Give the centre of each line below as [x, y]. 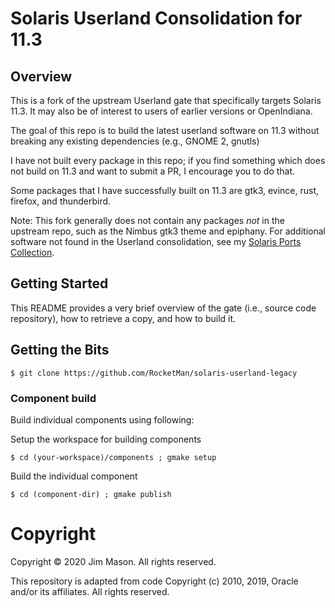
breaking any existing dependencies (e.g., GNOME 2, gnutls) [135, 141]
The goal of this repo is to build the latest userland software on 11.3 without [165, 130]
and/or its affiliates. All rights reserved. [90, 591]
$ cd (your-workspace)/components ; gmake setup [113, 457]
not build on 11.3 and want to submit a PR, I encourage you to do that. [153, 171]
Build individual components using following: [102, 419]
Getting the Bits [60, 350]
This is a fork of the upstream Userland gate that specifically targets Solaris [166, 100]
